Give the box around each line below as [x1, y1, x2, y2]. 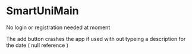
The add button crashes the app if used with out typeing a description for [6, 35, 186, 42]
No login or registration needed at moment [6, 24, 111, 31]
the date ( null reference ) [6, 42, 69, 49]
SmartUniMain [6, 4, 79, 18]
